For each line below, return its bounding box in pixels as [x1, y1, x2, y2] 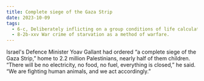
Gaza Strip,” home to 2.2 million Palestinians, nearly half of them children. [6, 55, 190, 62]
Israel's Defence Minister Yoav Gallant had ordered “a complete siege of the [6, 48, 196, 55]
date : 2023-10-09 [6, 15, 50, 21]
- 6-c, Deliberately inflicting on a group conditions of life [12, 26, 175, 32]
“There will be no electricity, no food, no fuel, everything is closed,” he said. [6, 62, 196, 69]
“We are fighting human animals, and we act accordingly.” [6, 68, 151, 75]
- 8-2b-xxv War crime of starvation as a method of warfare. [12, 32, 170, 38]
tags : [6, 20, 20, 26]
